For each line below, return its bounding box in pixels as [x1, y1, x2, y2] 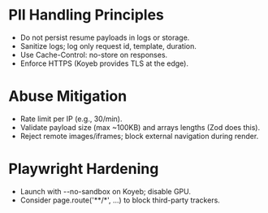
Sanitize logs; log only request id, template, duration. [19, 41, 197, 50]
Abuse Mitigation [8, 87, 128, 106]
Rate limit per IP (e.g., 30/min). [19, 114, 123, 124]
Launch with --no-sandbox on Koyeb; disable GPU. [19, 186, 192, 196]
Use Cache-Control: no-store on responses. [19, 50, 168, 59]
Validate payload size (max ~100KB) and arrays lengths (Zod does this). [19, 122, 261, 132]
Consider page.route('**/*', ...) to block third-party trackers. [19, 195, 221, 205]
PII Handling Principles [8, 6, 165, 24]
